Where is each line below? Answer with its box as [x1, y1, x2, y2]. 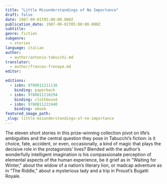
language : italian [5, 45, 44, 50]
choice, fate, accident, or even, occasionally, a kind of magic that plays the [5, 140, 161, 146]
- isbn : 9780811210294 [10, 92, 58, 97]
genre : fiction [5, 31, 37, 36]
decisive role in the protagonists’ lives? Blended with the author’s [5, 146, 141, 152]
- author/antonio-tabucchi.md [10, 54, 73, 60]
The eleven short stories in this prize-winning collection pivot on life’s [5, 130, 150, 136]
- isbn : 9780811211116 [10, 83, 58, 88]
